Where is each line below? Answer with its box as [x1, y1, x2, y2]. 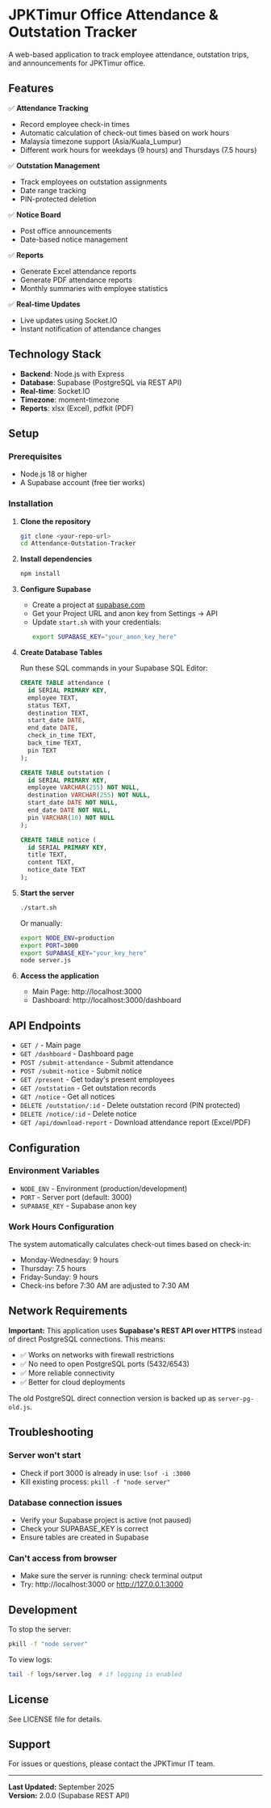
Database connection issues [8, 1497, 123, 1508]
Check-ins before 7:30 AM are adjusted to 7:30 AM [19, 1281, 190, 1291]
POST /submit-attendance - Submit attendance [19, 1058, 173, 1067]
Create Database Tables [19, 648, 103, 657]
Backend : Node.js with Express [19, 369, 125, 378]
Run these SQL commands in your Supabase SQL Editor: [19, 663, 208, 673]
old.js [8, 1403, 31, 1412]
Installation [8, 498, 54, 509]
